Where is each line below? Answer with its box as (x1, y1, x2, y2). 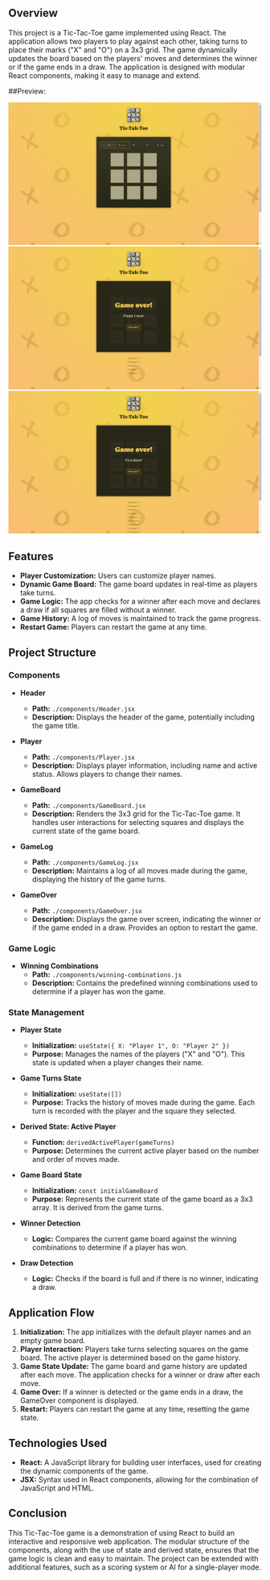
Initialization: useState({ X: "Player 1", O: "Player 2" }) (31, 1041, 231, 1051)
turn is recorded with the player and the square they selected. (31, 1106, 237, 1116)
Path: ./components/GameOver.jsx (31, 906, 143, 915)
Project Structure (8, 645, 96, 659)
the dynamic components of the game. (19, 1466, 149, 1476)
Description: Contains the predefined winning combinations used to (31, 978, 259, 988)
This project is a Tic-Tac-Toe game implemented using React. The (8, 27, 227, 37)
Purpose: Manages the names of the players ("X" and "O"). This (31, 1049, 245, 1059)
